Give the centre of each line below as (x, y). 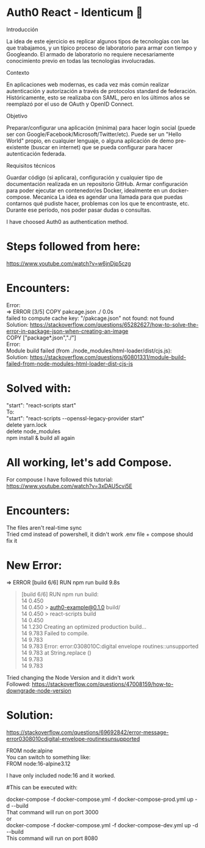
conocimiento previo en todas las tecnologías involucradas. (81, 61)
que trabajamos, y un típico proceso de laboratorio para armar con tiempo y (102, 48)
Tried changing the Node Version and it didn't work (71, 677)
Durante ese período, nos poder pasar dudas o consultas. (79, 210)
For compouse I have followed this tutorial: (60, 479)
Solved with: (39, 389)
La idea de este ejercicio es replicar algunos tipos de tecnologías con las (98, 41)
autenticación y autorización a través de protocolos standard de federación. (102, 91)
